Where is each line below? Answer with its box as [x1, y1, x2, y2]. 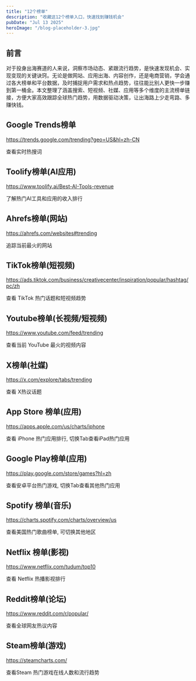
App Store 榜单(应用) [6, 407, 82, 417]
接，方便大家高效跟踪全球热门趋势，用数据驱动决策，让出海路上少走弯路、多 [6, 94, 190, 101]
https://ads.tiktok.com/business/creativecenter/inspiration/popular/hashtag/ [6, 276, 188, 283]
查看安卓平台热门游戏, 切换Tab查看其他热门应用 [6, 481, 121, 489]
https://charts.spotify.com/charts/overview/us [6, 516, 117, 523]
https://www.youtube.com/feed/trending [6, 329, 104, 337]
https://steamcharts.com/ [6, 656, 67, 663]
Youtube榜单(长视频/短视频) [6, 313, 108, 323]
